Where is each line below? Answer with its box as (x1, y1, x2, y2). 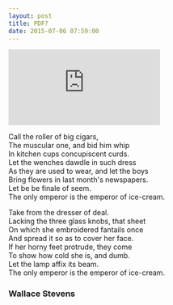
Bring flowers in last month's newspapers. (8, 175, 149, 184)
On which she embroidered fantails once (8, 225, 144, 235)
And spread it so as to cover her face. (8, 234, 134, 244)
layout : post (8, 11, 53, 20)
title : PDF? (8, 19, 49, 28)
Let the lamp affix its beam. (8, 260, 99, 269)
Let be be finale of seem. (8, 184, 91, 193)
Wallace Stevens (8, 288, 75, 299)
